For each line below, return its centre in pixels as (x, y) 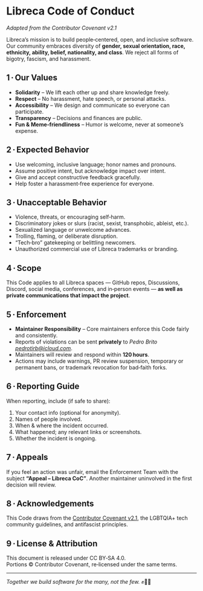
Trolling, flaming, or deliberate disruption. (66, 236)
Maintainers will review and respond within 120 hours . (82, 355)
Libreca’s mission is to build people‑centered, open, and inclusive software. (100, 39)
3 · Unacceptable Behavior (56, 203)
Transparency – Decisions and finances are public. (79, 118)
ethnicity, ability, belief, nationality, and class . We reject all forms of (92, 52)
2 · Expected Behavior (48, 150)
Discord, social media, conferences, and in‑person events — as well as (95, 289)
